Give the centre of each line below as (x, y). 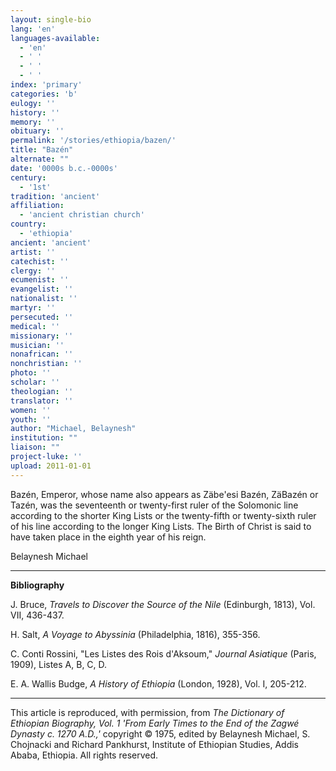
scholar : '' (35, 382)
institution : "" (44, 438)
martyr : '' (33, 308)
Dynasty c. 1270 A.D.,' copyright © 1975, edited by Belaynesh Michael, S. (160, 733)
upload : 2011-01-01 (51, 466)
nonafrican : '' (42, 354)
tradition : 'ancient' (55, 196)
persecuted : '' (42, 317)
